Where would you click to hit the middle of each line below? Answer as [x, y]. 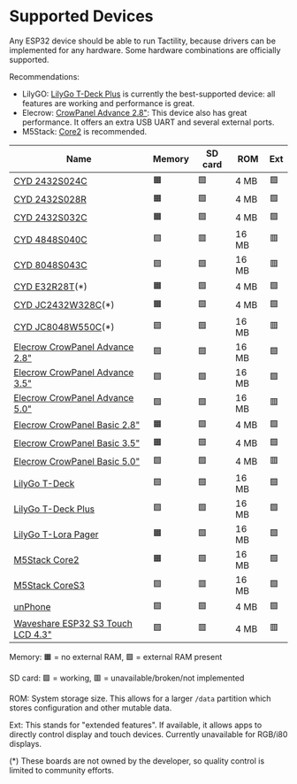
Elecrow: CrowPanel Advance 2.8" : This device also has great [134, 112]
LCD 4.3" [33, 634]
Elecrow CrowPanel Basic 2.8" [77, 425]
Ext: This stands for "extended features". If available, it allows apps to [136, 725]
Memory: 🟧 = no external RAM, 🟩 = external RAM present [116, 657]
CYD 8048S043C [50, 265]
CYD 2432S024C [50, 181]
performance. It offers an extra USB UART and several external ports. [148, 122]
